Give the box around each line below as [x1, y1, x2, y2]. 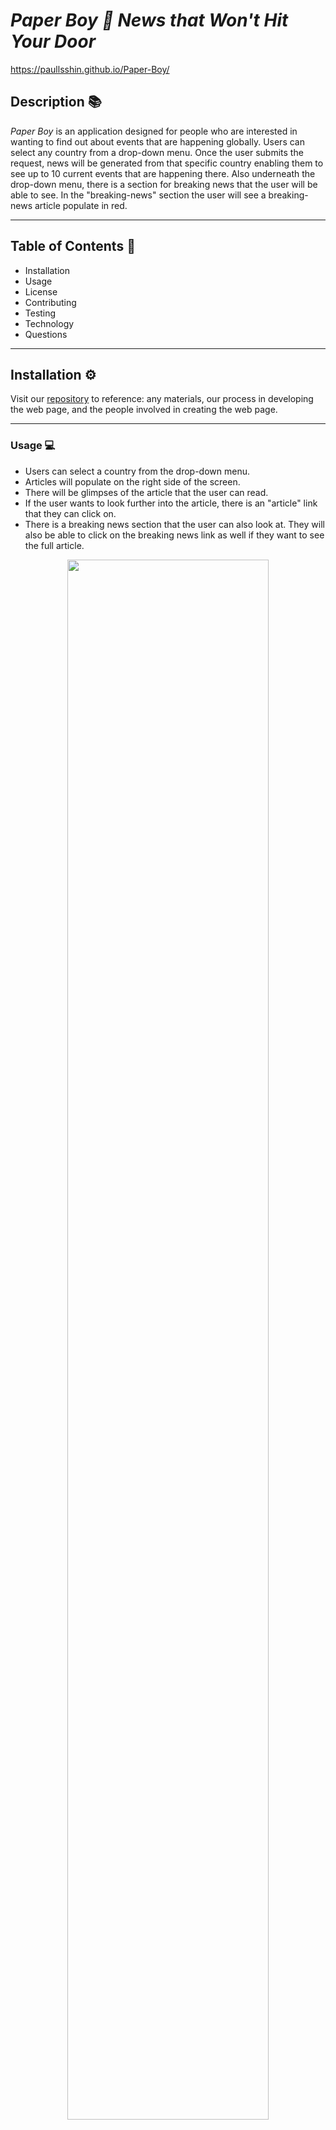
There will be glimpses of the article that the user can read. [24, 486, 269, 498]
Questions [24, 328, 68, 340]
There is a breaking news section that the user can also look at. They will [24, 518, 325, 530]
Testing [24, 307, 57, 319]
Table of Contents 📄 [10, 238, 136, 255]
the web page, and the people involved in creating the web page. [10, 404, 278, 416]
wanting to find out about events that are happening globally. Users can [10, 135, 305, 148]
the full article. [24, 539, 85, 551]
